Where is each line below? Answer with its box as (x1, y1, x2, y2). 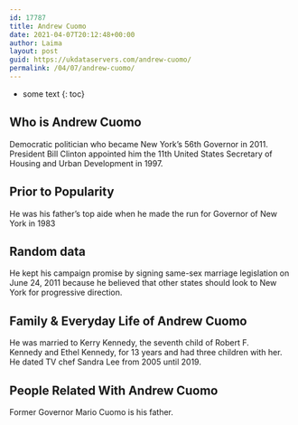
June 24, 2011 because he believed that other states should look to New (9, 278, 277, 288)
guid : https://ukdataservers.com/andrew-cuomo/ (9, 55, 192, 64)
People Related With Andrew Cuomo (9, 382, 219, 398)
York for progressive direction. (9, 287, 123, 298)
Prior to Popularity (9, 184, 115, 200)
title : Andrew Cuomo (9, 22, 88, 31)
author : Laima (9, 38, 63, 48)
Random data (9, 243, 86, 259)
